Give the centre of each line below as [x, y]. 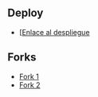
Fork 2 [29, 85]
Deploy [25, 13]
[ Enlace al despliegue [54, 32]
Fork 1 [29, 76]
